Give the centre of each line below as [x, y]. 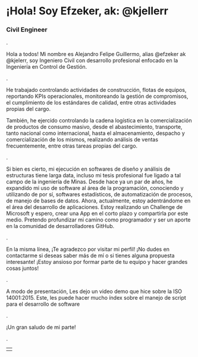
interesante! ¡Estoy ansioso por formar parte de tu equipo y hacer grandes [97, 262]
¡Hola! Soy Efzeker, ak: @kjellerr [87, 11]
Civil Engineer [27, 30]
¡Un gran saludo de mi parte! [41, 327]
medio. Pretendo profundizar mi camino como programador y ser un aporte [99, 220]
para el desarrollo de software [43, 304]
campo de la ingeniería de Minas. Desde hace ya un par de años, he [89, 182]
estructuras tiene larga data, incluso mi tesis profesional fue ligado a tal [94, 176]
